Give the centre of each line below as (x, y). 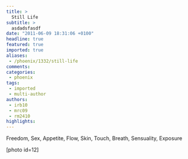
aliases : (17, 56)
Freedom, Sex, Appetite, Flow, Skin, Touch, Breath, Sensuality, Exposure (94, 138)
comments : (18, 66)
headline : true (25, 39)
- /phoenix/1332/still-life (43, 61)
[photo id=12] (23, 150)
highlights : (21, 122)
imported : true (25, 50)
